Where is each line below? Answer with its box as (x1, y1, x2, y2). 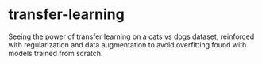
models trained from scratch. (8, 48, 103, 58)
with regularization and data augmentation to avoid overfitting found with (8, 40, 247, 49)
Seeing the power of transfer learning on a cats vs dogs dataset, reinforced (8, 32, 255, 41)
